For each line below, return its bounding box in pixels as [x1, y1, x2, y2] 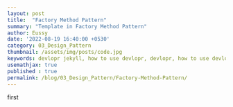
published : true [7, 68, 58, 75]
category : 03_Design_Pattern [7, 42, 92, 49]
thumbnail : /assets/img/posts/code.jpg [7, 49, 123, 56]
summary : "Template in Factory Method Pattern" [7, 23, 148, 30]
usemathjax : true [7, 61, 58, 68]
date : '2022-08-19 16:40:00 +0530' [7, 36, 110, 43]
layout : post [7, 10, 45, 17]
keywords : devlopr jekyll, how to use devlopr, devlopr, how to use [7, 55, 209, 62]
